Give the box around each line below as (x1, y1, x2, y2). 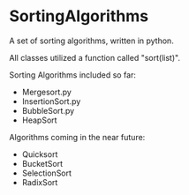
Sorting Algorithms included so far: (9, 69, 137, 80)
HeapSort (21, 115, 57, 125)
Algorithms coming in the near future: (9, 131, 146, 142)
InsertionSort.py (21, 95, 81, 107)
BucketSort (21, 158, 64, 169)
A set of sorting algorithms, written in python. (9, 35, 174, 46)
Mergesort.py (21, 86, 72, 97)
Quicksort (21, 148, 58, 160)
